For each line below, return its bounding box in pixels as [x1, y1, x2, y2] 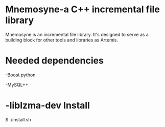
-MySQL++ [5, 81, 29, 88]
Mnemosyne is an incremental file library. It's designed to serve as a [5, 31, 149, 37]
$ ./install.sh [5, 116, 32, 122]
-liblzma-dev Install [5, 100, 90, 111]
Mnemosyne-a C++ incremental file [5, 4, 160, 15]
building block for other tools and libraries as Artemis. [5, 37, 119, 43]
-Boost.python [5, 72, 36, 78]
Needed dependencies [5, 55, 104, 67]
